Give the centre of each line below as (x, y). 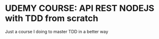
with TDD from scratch (52, 18)
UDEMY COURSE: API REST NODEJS (80, 8)
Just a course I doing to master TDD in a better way (57, 31)
